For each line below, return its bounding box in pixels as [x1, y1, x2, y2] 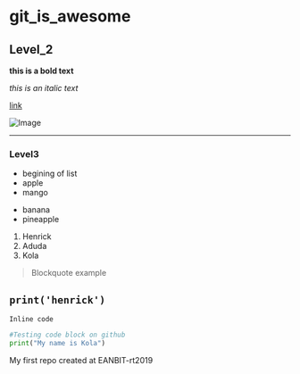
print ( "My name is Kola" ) [9, 338, 105, 347]
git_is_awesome [9, 6, 131, 27]
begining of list [21, 168, 78, 179]
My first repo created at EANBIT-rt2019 [9, 354, 154, 365]
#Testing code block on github [9, 330, 126, 340]
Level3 [9, 147, 39, 160]
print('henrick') [9, 293, 105, 306]
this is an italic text [9, 83, 79, 93]
